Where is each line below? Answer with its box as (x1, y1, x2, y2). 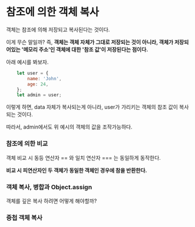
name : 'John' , (27, 75, 62, 81)
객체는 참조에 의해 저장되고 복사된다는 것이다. (6, 26, 110, 33)
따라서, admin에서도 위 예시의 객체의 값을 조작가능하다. (6, 123, 133, 130)
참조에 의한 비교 (6, 140, 48, 148)
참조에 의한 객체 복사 (6, 5, 99, 19)
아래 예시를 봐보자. (6, 58, 49, 65)
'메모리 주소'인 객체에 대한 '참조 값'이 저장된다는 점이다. (21, 45, 148, 53)
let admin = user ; (16, 92, 62, 98)
